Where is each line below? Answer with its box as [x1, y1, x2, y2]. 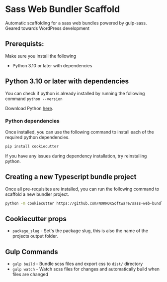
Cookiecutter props [5, 214, 67, 223]
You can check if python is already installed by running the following [5, 90, 145, 96]
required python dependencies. [5, 134, 70, 140]
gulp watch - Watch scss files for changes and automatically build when [12, 266, 160, 272]
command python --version [5, 96, 63, 102]
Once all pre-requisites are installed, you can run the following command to [5, 186, 160, 192]
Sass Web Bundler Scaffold [5, 3, 120, 15]
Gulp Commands [5, 248, 58, 256]
